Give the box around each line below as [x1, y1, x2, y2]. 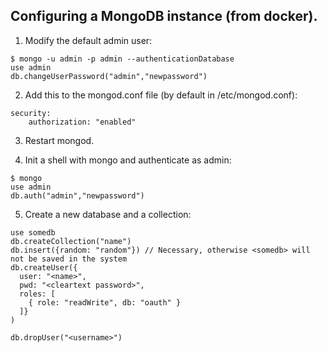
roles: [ [19, 289, 56, 299]
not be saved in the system [10, 254, 128, 264]
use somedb [10, 227, 56, 238]
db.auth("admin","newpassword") [10, 190, 145, 201]
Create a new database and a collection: [24, 208, 192, 220]
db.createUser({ [10, 262, 78, 273]
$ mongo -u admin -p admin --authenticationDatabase [10, 54, 235, 64]
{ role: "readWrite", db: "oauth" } [28, 297, 182, 308]
